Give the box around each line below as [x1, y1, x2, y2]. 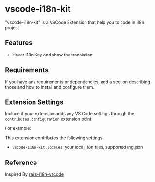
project [5, 24, 19, 30]
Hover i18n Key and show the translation [12, 52, 93, 57]
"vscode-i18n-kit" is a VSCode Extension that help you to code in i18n [5, 19, 145, 25]
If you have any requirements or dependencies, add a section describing [5, 79, 151, 85]
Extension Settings [5, 98, 64, 106]
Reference [5, 158, 37, 166]
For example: [5, 126, 32, 131]
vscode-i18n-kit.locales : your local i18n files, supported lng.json [12, 145, 143, 150]
